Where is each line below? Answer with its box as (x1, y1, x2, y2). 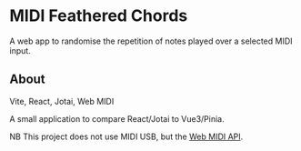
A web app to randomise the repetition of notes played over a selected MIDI (9, 35, 293, 46)
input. (9, 45, 32, 55)
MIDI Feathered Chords (9, 5, 188, 26)
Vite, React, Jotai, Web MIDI (9, 96, 115, 106)
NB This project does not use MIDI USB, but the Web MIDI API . (9, 131, 244, 142)
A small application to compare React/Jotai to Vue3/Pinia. (9, 113, 225, 124)
